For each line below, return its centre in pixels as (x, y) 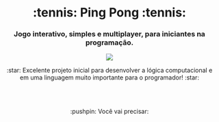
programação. (109, 42)
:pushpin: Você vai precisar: (109, 112)
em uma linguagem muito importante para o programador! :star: (109, 77)
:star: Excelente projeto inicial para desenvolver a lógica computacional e (109, 71)
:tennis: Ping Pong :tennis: (109, 13)
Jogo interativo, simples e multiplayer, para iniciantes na (109, 34)
